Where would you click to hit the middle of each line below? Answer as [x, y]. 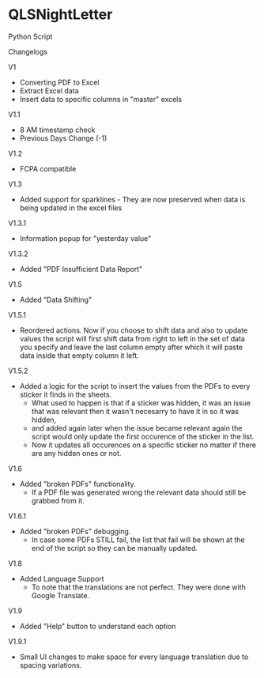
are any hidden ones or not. [76, 453]
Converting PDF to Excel [59, 82]
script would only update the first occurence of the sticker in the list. [143, 436]
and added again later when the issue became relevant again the [137, 428]
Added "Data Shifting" [56, 299]
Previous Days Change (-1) [63, 138]
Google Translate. [60, 595]
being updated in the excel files [71, 208]
